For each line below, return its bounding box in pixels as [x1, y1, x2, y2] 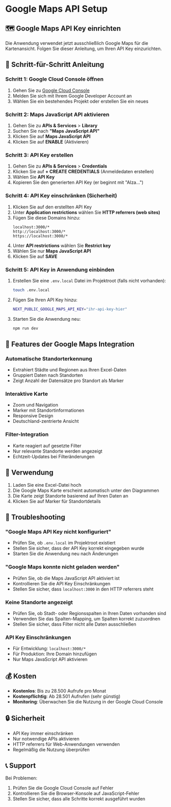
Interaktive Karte [5, 390, 48, 397]
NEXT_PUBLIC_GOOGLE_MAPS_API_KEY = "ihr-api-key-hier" [12, 306, 128, 312]
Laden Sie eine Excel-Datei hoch [12, 482, 82, 488]
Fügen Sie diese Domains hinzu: [12, 215, 81, 221]
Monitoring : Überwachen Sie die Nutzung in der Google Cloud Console [12, 698, 163, 705]
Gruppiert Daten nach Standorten [12, 372, 83, 378]
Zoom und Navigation [12, 402, 59, 408]
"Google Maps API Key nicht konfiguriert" [5, 528, 111, 535]
